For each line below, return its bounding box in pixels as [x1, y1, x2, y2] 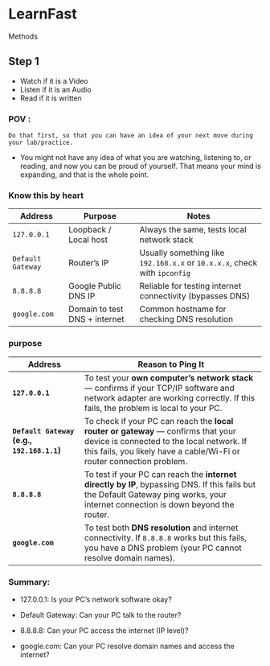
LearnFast [8, 5, 78, 23]
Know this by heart [8, 190, 84, 201]
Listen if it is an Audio [19, 84, 92, 94]
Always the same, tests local [139, 224, 247, 236]
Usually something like [139, 247, 225, 258]
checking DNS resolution [139, 314, 234, 325]
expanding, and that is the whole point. [19, 170, 149, 179]
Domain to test [67, 303, 124, 314]
